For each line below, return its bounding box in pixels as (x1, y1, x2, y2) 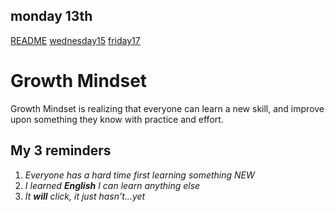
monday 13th (10, 8, 93, 25)
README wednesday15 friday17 (10, 34, 141, 46)
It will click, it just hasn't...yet (24, 190, 146, 202)
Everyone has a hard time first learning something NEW (24, 169, 255, 181)
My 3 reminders (10, 142, 112, 159)
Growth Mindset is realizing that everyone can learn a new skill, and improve (10, 102, 325, 114)
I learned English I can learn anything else (24, 179, 201, 191)
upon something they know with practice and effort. (10, 113, 224, 125)
